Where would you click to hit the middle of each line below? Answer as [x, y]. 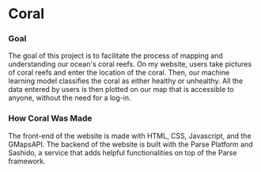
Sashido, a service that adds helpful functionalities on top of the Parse [123, 152]
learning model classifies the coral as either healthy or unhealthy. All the [126, 81]
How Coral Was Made [50, 118]
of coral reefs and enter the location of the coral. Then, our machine [119, 73]
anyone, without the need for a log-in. [70, 98]
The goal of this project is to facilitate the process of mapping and [115, 55]
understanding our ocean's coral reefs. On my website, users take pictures [130, 64]
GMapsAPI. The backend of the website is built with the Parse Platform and [130, 144]
